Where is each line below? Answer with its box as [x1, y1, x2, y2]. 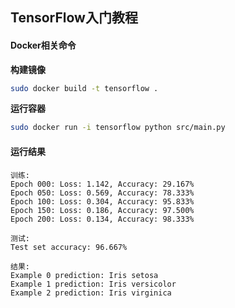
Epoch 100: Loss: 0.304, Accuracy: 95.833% [10, 196, 195, 207]
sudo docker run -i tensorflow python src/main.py [10, 123, 226, 133]
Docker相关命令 [10, 39, 77, 51]
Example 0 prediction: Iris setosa [10, 270, 159, 280]
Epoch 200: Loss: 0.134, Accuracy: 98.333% [10, 214, 195, 224]
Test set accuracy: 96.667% [10, 242, 128, 252]
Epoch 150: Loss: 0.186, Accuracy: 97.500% [10, 205, 195, 215]
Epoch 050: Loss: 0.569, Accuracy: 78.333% [10, 188, 195, 198]
